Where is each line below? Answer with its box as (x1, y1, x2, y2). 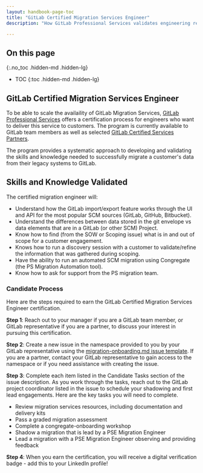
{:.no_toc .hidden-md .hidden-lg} (6, 64, 89, 71)
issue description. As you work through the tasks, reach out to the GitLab (6, 379, 188, 386)
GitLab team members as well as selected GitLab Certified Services (6, 128, 174, 136)
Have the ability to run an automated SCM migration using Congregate (14, 256, 190, 263)
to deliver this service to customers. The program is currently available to (6, 122, 188, 129)
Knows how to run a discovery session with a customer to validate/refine (14, 243, 196, 251)
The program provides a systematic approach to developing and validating (6, 147, 192, 154)
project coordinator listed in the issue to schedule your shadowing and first (6, 385, 193, 392)
